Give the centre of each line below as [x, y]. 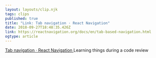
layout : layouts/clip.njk [31, 9]
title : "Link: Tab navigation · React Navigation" [58, 23]
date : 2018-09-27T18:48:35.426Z [38, 28]
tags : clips [17, 14]
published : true [21, 18]
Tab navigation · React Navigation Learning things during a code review [77, 50]
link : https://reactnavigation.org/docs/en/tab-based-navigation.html [78, 32]
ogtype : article [21, 37]
